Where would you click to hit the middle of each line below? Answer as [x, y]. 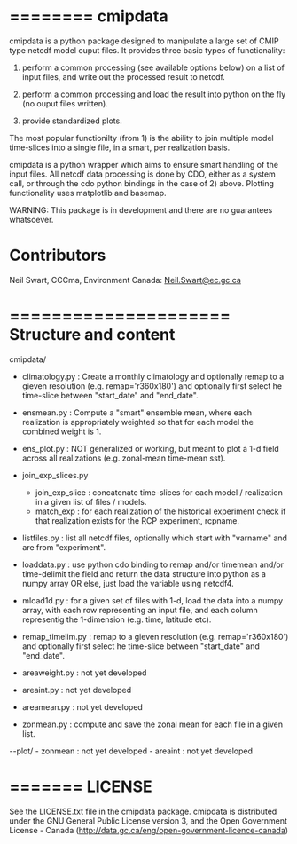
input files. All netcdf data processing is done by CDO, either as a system [143, 174]
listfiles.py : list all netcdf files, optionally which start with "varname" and [155, 538]
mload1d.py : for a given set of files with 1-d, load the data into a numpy [152, 600]
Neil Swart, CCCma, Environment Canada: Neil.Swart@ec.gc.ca [125, 280]
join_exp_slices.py [55, 475]
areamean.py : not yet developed [82, 706]
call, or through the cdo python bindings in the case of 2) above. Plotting [142, 183]
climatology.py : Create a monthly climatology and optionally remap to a [153, 376]
